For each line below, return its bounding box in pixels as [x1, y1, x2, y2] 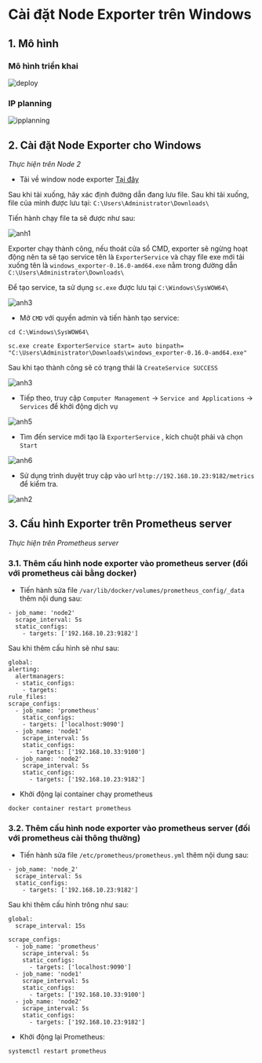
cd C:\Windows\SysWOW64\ [8, 328, 89, 336]
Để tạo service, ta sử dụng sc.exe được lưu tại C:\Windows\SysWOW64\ [8, 282, 229, 292]
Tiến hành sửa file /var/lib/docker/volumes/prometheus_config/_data [19, 586, 245, 595]
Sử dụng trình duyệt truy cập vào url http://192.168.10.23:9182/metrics [19, 470, 255, 480]
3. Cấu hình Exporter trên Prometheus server [8, 517, 232, 531]
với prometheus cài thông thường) [8, 833, 141, 844]
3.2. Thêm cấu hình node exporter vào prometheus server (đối [8, 823, 251, 834]
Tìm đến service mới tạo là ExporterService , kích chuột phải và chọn [19, 432, 243, 441]
